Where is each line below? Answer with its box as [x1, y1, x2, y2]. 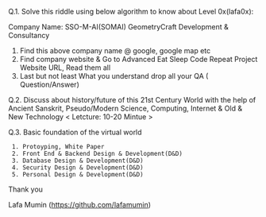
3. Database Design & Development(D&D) [11, 157, 145, 165]
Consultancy [8, 31, 50, 40]
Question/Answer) [19, 79, 79, 89]
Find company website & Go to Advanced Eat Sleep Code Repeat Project [19, 55, 258, 64]
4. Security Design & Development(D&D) [11, 164, 145, 172]
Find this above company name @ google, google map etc [19, 46, 211, 55]
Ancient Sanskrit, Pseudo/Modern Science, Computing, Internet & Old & [8, 103, 243, 113]
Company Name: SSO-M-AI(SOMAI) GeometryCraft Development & [8, 22, 229, 31]
